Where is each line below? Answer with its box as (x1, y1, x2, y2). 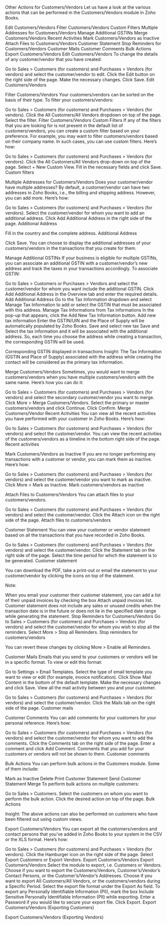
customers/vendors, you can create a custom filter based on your (5, 128, 140, 134)
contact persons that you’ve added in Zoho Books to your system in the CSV (5, 831, 163, 837)
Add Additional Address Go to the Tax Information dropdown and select (5, 297, 152, 302)
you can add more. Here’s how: (5, 195, 69, 201)
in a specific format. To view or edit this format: (5, 659, 102, 665)
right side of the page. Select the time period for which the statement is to (5, 552, 157, 558)
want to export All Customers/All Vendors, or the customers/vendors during (5, 878, 161, 884)
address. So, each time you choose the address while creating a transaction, (5, 334, 163, 339)
